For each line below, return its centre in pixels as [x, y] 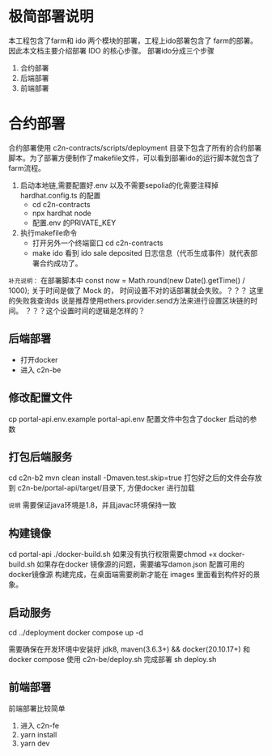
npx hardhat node [62, 213]
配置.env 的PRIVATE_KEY [74, 223]
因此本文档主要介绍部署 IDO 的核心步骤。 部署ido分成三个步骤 [111, 50]
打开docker [39, 359]
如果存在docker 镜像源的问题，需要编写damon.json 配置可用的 [140, 564]
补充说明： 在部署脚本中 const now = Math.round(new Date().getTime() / [127, 280]
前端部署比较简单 [37, 708]
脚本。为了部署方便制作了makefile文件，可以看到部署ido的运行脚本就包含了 [134, 158]
